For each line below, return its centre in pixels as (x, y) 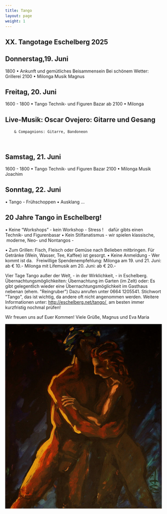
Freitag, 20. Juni (31, 92)
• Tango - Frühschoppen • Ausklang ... (45, 202)
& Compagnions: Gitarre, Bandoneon (51, 132)
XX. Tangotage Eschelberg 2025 (57, 42)
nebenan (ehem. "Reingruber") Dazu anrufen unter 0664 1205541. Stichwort (83, 291)
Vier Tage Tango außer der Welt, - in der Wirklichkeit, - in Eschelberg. (77, 275)
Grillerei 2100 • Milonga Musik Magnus (45, 76)
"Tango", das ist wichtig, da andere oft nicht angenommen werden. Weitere (82, 297)
